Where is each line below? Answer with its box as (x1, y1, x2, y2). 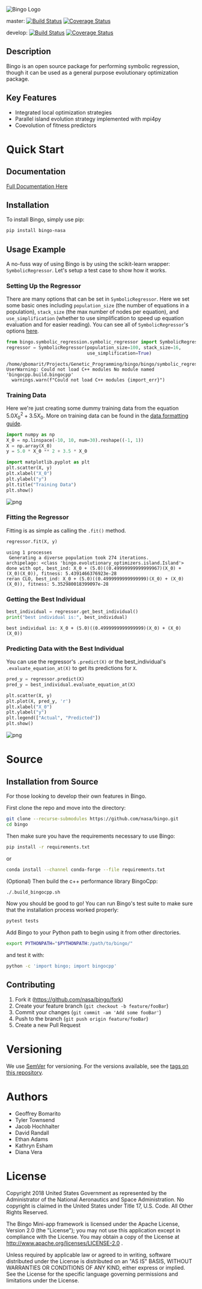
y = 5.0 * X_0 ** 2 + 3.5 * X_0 (6, 448, 87, 454)
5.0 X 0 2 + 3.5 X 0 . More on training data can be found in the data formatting (6, 411, 189, 421)
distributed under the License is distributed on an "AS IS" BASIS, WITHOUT (6, 1257, 192, 1265)
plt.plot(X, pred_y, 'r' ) (6, 698, 71, 704)
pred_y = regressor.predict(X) (6, 676, 85, 682)
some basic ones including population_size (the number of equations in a (6, 302, 189, 309)
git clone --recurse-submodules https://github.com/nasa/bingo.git (6, 816, 179, 822)
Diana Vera (14, 1148, 43, 1155)
